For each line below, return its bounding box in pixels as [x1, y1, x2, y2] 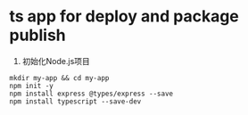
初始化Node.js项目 [21, 55, 91, 66]
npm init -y [9, 81, 54, 90]
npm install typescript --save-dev [9, 96, 142, 106]
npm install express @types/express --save [9, 89, 174, 98]
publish [9, 25, 67, 45]
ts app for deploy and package [9, 6, 239, 27]
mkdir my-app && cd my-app [9, 73, 110, 82]
